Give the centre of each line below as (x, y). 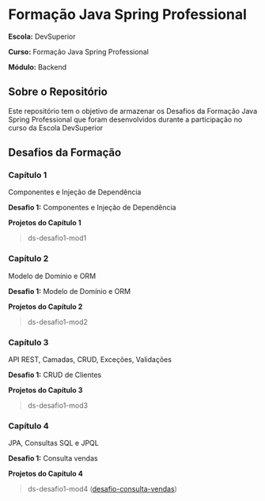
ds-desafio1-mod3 (58, 405)
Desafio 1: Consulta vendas (53, 458)
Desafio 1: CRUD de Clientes (55, 375)
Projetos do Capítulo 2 (45, 307)
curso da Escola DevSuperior (56, 127)
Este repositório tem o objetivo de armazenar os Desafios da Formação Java (133, 111)
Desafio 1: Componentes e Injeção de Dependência (92, 208)
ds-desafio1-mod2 (58, 322)
